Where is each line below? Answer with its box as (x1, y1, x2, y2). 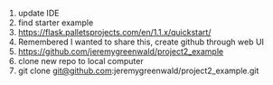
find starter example (17, 17, 94, 28)
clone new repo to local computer (17, 56, 144, 66)
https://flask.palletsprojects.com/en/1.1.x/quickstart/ (17, 27, 212, 37)
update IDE (17, 8, 60, 18)
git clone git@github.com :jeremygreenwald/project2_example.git (17, 65, 259, 76)
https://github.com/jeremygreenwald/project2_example (17, 46, 224, 57)
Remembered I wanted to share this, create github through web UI (17, 36, 265, 47)
